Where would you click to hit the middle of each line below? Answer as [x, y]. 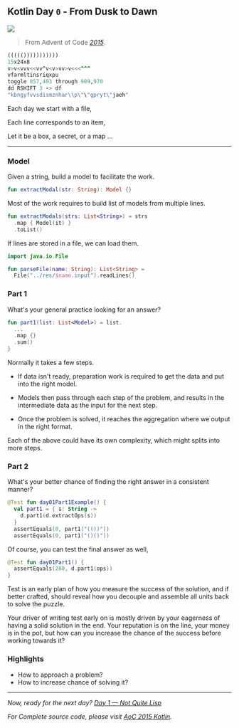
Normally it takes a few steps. [51, 363]
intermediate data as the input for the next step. [87, 406]
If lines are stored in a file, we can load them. [73, 243]
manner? [20, 490]
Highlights [26, 659]
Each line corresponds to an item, [57, 122]
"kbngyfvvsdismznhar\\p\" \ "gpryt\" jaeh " [68, 95]
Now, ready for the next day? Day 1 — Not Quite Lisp [85, 702]
